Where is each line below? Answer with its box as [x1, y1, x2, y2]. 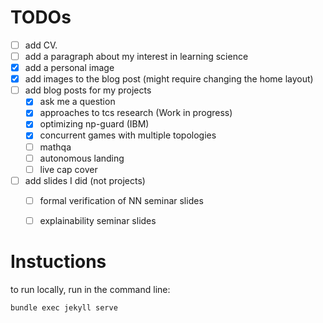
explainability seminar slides [39, 214, 157, 226]
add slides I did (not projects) [24, 174, 146, 186]
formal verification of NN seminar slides [39, 194, 204, 206]
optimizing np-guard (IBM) [39, 118, 150, 130]
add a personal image [24, 62, 115, 74]
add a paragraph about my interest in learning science [24, 51, 249, 62]
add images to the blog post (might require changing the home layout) [24, 73, 314, 85]
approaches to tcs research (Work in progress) [39, 107, 233, 119]
